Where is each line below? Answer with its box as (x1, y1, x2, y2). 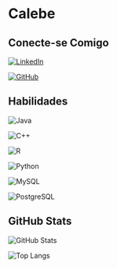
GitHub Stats (8, 215, 72, 228)
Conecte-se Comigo (8, 36, 109, 50)
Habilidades (8, 95, 68, 108)
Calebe (8, 5, 56, 23)
